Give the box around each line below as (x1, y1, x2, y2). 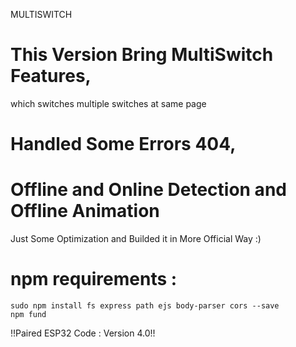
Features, (10, 65, 92, 88)
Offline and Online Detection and (10, 179, 287, 201)
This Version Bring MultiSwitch (10, 44, 274, 66)
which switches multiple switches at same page (10, 97, 207, 109)
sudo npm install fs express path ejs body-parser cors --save (10, 301, 280, 311)
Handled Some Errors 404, (10, 133, 237, 156)
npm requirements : (10, 268, 178, 291)
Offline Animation (10, 200, 160, 223)
